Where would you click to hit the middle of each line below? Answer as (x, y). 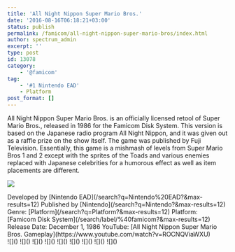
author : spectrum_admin (42, 40)
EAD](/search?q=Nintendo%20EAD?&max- (141, 197)
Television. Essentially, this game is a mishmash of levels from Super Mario (115, 148)
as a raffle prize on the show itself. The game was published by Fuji (104, 140)
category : (22, 66)
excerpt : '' (24, 46)
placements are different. (44, 170)
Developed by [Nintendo (43, 197)
